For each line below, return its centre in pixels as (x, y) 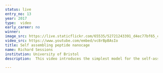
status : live (18, 9)
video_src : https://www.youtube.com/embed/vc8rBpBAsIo (62, 41)
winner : (13, 32)
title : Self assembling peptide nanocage (48, 45)
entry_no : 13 (18, 14)
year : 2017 (16, 18)
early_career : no (23, 27)
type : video (18, 23)
